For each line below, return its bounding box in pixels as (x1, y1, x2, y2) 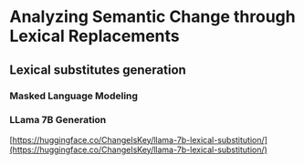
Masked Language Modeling (9, 89, 139, 102)
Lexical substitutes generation (9, 62, 187, 77)
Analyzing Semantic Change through (9, 6, 296, 27)
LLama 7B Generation (9, 114, 107, 127)
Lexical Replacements (9, 26, 180, 46)
